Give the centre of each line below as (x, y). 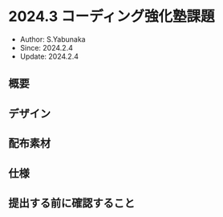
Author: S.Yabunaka (53, 39)
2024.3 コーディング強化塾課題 (111, 16)
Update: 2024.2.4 (49, 56)
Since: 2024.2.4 (47, 47)
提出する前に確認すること (71, 203)
